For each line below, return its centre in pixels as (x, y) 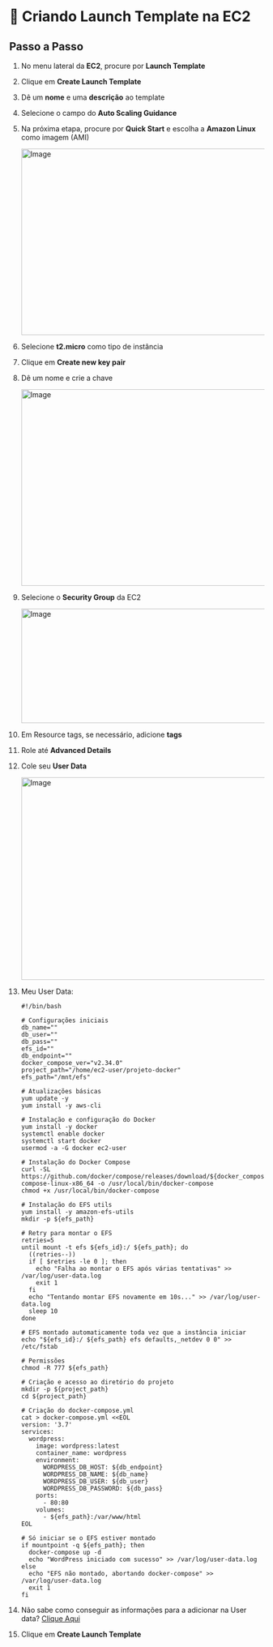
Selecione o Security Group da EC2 (81, 597)
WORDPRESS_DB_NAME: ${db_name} (96, 1474)
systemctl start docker (61, 1141)
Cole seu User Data (54, 766)
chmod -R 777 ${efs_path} (64, 1368)
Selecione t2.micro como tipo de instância (92, 347)
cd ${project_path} (54, 1397)
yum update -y (45, 1098)
